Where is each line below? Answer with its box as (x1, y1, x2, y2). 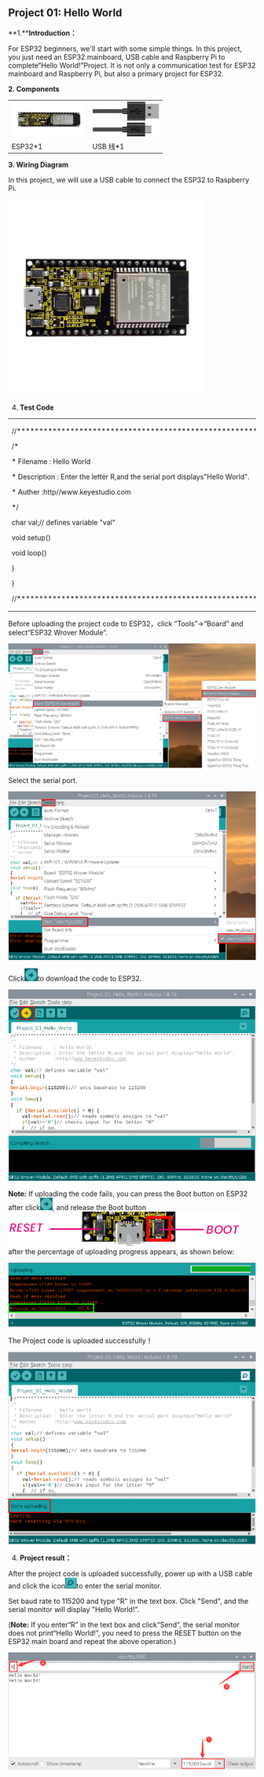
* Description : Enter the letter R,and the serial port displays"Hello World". (11, 472, 250, 481)
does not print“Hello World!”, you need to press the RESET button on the (8, 1628, 242, 1638)
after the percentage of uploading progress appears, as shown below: (8, 1247, 235, 1256)
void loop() (11, 548, 47, 557)
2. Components (8, 84, 60, 94)
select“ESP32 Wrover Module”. (8, 628, 108, 638)
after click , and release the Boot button (8, 1203, 147, 1212)
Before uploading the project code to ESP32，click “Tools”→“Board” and (8, 619, 244, 628)
